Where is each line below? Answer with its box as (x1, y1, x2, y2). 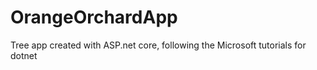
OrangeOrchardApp (10, 6, 178, 29)
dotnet (10, 49, 38, 61)
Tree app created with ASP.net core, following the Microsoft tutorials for (10, 39, 307, 51)
